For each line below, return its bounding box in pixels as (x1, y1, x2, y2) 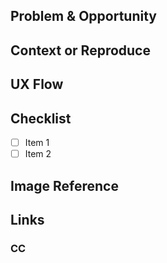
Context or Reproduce (10, 42, 151, 59)
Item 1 (24, 136, 50, 148)
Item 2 (24, 148, 52, 160)
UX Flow (10, 76, 64, 93)
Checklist (10, 110, 72, 127)
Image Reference (10, 177, 119, 194)
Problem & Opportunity (10, 8, 158, 25)
